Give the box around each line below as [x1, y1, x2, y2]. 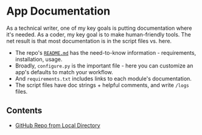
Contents [6, 105, 43, 116]
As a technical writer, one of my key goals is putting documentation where [6, 24, 192, 32]
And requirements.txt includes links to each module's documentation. [15, 75, 192, 82]
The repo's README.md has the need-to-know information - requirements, [15, 49, 197, 56]
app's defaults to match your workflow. [15, 68, 114, 75]
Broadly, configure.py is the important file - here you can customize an [15, 62, 193, 69]
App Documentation [6, 4, 111, 18]
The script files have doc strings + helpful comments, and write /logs [15, 81, 190, 89]
